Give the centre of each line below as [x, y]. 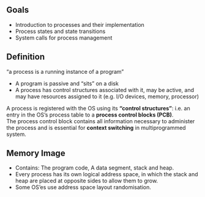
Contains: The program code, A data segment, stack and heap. [95, 168]
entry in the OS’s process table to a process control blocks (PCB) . [90, 115]
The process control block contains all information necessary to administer [101, 121]
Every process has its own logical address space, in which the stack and [106, 174]
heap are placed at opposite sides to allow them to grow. [86, 181]
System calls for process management [64, 38]
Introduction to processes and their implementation [80, 24]
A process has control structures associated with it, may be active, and [105, 90]
